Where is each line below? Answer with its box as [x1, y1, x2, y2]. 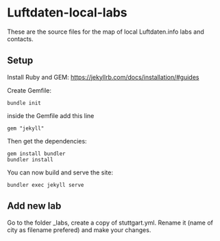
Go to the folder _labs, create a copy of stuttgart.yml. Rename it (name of [7, 218, 214, 227]
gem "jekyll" [7, 125, 45, 132]
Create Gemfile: [7, 86, 51, 94]
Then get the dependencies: [7, 137, 87, 145]
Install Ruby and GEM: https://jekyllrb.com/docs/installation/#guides [7, 73, 199, 81]
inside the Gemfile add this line [7, 111, 95, 119]
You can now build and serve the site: [7, 168, 113, 176]
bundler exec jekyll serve [7, 181, 84, 188]
